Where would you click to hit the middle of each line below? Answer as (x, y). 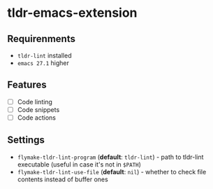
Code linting (35, 101)
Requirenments (41, 39)
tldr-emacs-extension (72, 13)
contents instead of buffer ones (63, 179)
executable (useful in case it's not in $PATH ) (79, 164)
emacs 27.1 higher (43, 63)
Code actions (36, 118)
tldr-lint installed (44, 55)
